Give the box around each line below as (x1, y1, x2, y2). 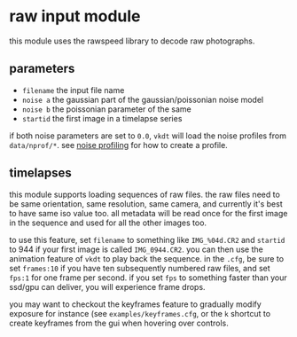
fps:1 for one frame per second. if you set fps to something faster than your (9, 272, 287, 283)
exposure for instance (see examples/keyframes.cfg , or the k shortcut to (9, 308, 271, 318)
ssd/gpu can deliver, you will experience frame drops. (9, 281, 206, 292)
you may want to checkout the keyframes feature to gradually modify (9, 299, 262, 310)
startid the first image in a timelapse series (21, 113, 183, 123)
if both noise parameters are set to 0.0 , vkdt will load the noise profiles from (9, 130, 286, 141)
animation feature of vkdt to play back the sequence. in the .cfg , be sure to (9, 253, 285, 263)
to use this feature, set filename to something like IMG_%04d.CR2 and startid (9, 234, 285, 245)
